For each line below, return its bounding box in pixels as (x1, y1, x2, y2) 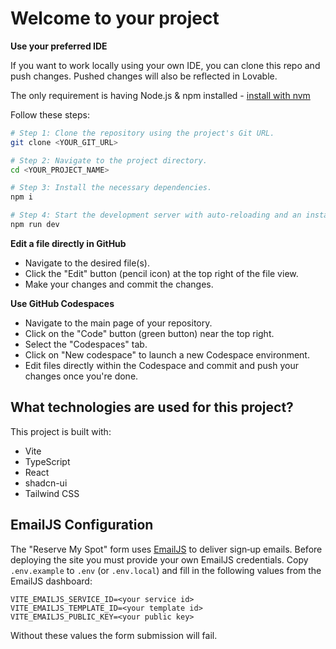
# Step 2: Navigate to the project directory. (10, 155, 208, 166)
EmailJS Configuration (10, 517, 154, 534)
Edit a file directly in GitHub (10, 237, 127, 249)
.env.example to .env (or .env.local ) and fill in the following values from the (10, 564, 322, 576)
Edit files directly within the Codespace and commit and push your (24, 359, 299, 371)
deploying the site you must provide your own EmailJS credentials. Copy (10, 553, 309, 566)
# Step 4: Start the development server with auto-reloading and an (10, 210, 302, 221)
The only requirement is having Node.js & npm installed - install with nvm (10, 89, 311, 101)
